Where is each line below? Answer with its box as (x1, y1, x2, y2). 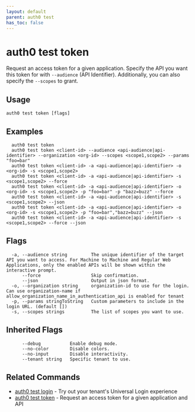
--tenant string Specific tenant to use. (21, 356, 132, 362)
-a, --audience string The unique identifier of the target (11, 251, 184, 258)
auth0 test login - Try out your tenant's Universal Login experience (14, 388, 178, 395)
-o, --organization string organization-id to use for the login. (11, 283, 190, 289)
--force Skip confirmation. (21, 272, 139, 279)
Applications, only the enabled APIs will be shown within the (6, 262, 166, 268)
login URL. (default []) (6, 304, 68, 309)
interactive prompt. (6, 267, 57, 273)
